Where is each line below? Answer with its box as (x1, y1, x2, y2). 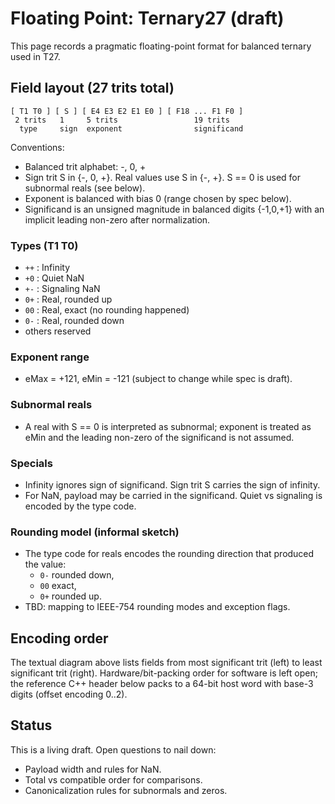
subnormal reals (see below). (24, 182, 146, 194)
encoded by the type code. (24, 500, 137, 512)
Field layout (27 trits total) (10, 80, 175, 97)
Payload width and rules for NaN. (24, 763, 162, 775)
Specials (10, 456, 53, 470)
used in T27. (10, 50, 61, 62)
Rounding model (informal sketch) (10, 525, 180, 539)
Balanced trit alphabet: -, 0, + (24, 160, 147, 172)
